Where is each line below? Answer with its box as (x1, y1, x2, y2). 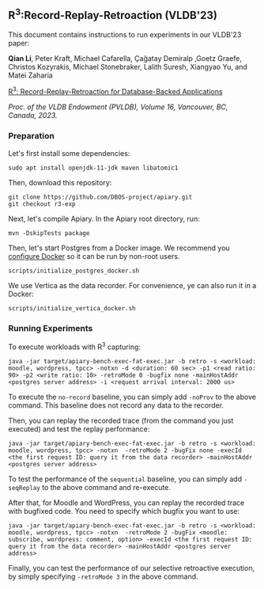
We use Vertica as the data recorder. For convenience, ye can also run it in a (8, 280, 257, 290)
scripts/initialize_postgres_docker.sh (8, 267, 140, 275)
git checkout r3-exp (8, 199, 77, 208)
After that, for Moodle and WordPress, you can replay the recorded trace (8, 498, 245, 507)
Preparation (8, 131, 55, 142)
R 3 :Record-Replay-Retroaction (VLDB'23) (8, 6, 217, 22)
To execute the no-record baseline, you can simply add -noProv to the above (8, 392, 257, 401)
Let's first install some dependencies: (8, 148, 130, 158)
